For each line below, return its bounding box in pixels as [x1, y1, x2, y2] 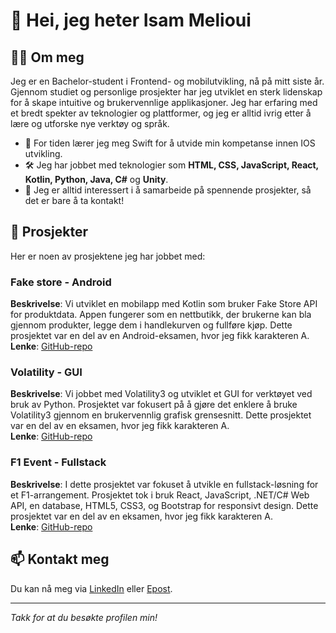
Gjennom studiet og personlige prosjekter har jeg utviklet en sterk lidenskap [10, 86, 323, 98]
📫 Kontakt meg [10, 551, 110, 568]
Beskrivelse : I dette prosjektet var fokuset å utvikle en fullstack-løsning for [10, 478, 319, 490]
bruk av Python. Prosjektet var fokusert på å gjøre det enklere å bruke [10, 399, 298, 411]
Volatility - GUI [10, 365, 83, 379]
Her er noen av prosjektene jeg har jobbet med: [10, 250, 206, 262]
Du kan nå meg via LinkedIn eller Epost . [10, 582, 173, 594]
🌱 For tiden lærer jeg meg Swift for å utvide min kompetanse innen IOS [24, 137, 316, 149]
